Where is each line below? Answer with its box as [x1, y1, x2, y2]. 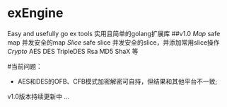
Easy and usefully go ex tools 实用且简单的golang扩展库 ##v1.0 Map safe [7, 29, 221, 38]
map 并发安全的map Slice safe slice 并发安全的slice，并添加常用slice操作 [7, 38, 221, 47]
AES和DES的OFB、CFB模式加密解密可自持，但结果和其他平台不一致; [17, 77, 218, 86]
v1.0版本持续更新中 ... [7, 92, 70, 101]
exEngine [7, 5, 64, 21]
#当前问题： [7, 62, 42, 70]
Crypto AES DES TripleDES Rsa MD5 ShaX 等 [7, 47, 139, 55]
